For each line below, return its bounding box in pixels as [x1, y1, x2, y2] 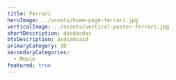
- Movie [13, 56, 36, 63]
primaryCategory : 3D [7, 42, 67, 49]
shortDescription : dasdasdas [7, 29, 92, 37]
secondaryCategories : [7, 49, 70, 56]
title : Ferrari [7, 10, 51, 17]
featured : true [7, 62, 51, 69]
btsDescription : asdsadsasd [7, 36, 89, 43]
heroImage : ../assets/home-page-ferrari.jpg [7, 17, 138, 24]
